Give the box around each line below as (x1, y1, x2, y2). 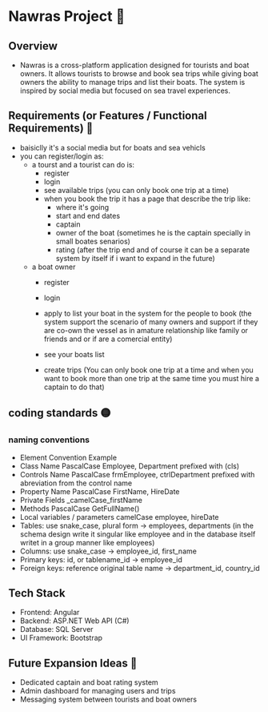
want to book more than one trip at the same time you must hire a (43, 373, 260, 383)
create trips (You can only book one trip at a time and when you (43, 364, 254, 375)
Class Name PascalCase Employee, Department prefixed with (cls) (19, 461, 240, 471)
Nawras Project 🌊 (8, 7, 126, 26)
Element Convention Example (19, 453, 118, 462)
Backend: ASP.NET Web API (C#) (19, 616, 130, 626)
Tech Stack (8, 586, 66, 600)
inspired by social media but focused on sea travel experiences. (19, 86, 230, 95)
